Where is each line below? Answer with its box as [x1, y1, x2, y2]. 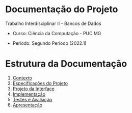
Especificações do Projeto [12, 80, 68, 86]
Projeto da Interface [12, 86, 55, 92]
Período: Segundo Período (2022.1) [12, 40, 87, 46]
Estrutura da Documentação [5, 58, 127, 70]
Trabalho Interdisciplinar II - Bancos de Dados [5, 20, 101, 26]
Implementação [12, 91, 46, 97]
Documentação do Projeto [5, 4, 118, 15]
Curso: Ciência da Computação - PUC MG [12, 30, 101, 36]
